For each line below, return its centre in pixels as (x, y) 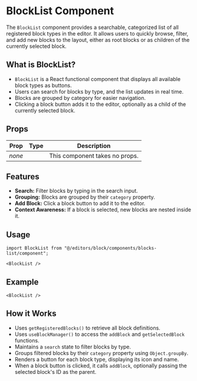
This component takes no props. (94, 156)
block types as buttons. (43, 85)
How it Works (31, 314)
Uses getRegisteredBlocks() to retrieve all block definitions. (87, 328)
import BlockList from (34, 248)
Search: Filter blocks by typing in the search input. (76, 191)
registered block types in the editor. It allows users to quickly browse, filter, (97, 33)
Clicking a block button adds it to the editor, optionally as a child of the (100, 104)
